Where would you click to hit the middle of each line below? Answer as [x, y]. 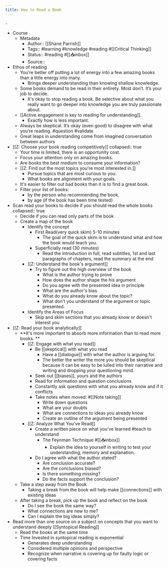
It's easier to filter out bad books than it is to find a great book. [85, 184]
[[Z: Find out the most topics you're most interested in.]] [78, 168]
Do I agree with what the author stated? [76, 458]
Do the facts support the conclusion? [81, 479]
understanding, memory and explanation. [93, 452]
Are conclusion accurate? [69, 463]
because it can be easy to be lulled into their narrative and [103, 365]
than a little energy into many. [50, 78]
